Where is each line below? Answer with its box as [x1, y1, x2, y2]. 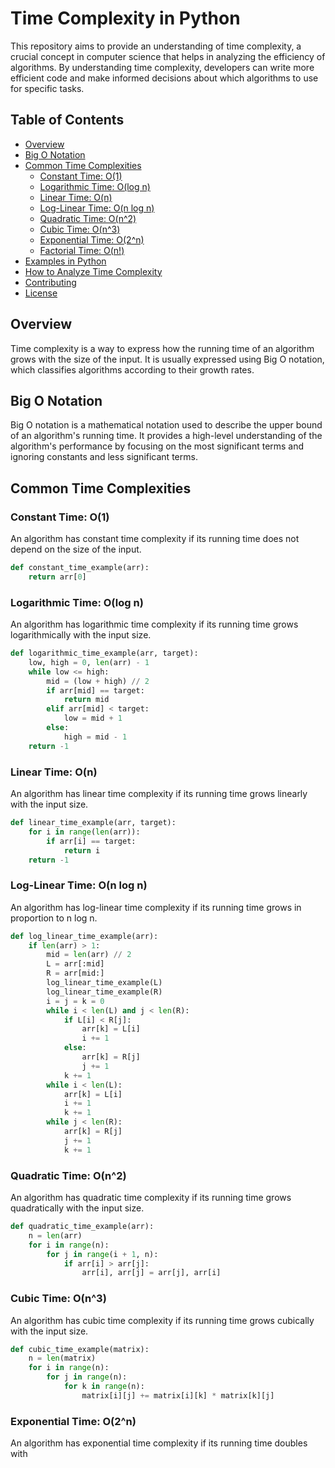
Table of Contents [10, 112, 125, 129]
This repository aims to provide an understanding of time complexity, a [10, 40, 302, 52]
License [24, 287, 58, 299]
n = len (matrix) [28, 1353, 97, 1364]
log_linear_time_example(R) [46, 987, 163, 997]
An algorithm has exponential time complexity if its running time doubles [10, 1437, 308, 1449]
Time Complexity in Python [10, 7, 241, 30]
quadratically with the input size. [10, 1202, 145, 1214]
